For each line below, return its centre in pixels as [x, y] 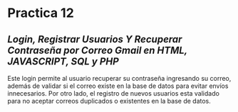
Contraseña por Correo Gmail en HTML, [97, 50]
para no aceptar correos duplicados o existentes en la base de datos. [109, 101]
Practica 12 [41, 13]
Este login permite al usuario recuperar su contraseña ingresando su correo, [119, 78]
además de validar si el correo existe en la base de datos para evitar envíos [118, 86]
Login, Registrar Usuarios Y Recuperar [95, 39]
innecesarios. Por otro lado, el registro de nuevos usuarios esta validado [113, 93]
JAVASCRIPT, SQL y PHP [63, 61]
